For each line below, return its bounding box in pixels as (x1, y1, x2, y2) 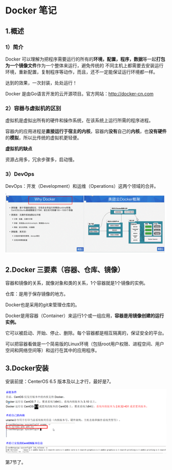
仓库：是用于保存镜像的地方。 (5, 291, 68, 297)
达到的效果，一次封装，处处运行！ (5, 80, 77, 86)
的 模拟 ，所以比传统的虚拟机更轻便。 (5, 134, 82, 141)
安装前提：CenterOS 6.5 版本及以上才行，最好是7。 (5, 378, 114, 385)
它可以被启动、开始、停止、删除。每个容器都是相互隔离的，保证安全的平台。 (5, 330, 167, 336)
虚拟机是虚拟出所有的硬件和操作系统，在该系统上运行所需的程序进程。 (5, 117, 154, 124)
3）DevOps (5, 170, 35, 178)
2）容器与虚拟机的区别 (5, 105, 61, 112)
